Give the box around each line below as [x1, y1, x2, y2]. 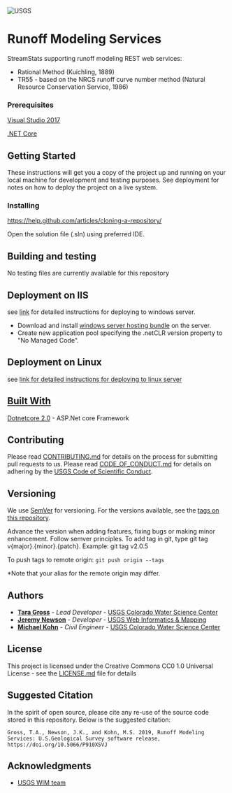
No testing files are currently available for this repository [7, 269, 170, 278]
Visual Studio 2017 [7, 116, 61, 124]
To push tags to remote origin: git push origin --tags [7, 556, 165, 564]
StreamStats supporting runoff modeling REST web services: [7, 54, 182, 62]
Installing [7, 200, 40, 210]
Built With [7, 395, 51, 407]
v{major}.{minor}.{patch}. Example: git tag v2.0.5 [7, 542, 149, 550]
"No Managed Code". [17, 336, 79, 344]
